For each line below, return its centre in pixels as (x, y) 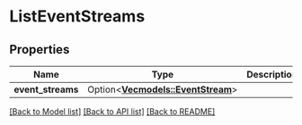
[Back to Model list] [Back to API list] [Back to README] (112, 112)
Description (272, 75)
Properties (40, 50)
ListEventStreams (77, 17)
